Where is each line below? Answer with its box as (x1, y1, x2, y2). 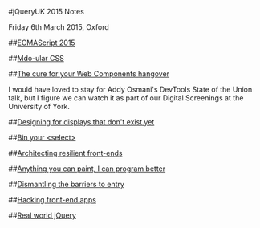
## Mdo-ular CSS (8, 54, 64, 63)
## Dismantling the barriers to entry (8, 180, 124, 189)
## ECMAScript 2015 (8, 38, 75, 47)
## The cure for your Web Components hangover (8, 69, 170, 79)
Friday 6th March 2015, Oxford (8, 22, 110, 31)
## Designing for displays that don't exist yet (8, 117, 155, 127)
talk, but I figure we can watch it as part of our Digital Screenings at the (8, 93, 244, 103)
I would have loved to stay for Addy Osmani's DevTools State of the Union (8, 84, 253, 94)
